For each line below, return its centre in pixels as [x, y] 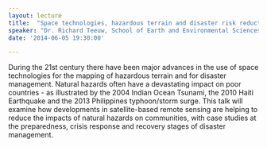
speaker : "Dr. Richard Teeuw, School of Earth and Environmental [118, 30]
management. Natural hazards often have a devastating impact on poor [125, 84]
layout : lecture [35, 15]
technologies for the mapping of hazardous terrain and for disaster [117, 75]
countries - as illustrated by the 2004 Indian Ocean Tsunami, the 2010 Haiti [131, 93]
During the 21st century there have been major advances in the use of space [133, 68]
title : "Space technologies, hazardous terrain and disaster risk [122, 23]
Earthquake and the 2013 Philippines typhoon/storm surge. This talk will [126, 101]
